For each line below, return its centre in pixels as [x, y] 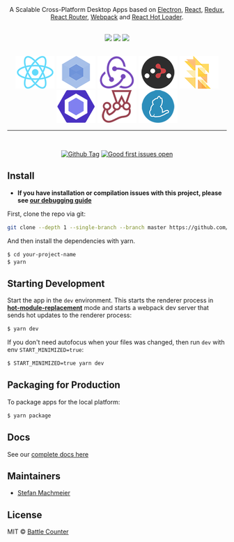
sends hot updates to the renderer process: [70, 315]
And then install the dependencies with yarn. [71, 241]
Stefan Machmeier [44, 493]
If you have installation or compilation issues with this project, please [119, 193]
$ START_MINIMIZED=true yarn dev [56, 364]
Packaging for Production [64, 385]
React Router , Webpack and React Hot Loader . [117, 17]
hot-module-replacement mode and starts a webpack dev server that [108, 308]
